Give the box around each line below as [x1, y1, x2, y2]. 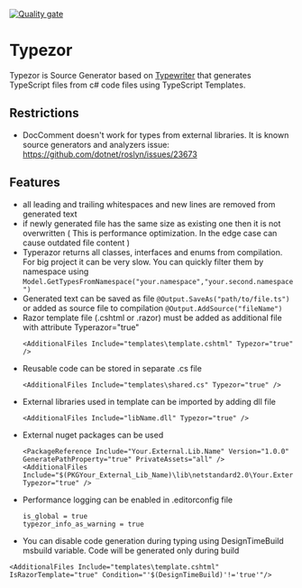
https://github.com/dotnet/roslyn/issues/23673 [22, 149, 198, 160]
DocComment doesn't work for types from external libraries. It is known [22, 129, 289, 140]
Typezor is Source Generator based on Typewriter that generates [9, 69, 252, 80]
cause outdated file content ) [22, 237, 131, 248]
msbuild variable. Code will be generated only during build [22, 545, 240, 556]
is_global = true [22, 511, 88, 520]
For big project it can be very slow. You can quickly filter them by [22, 256, 264, 267]
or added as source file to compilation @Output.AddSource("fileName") [22, 302, 283, 313]
